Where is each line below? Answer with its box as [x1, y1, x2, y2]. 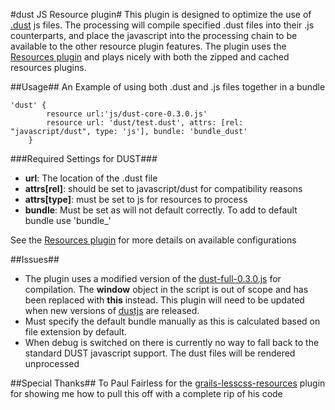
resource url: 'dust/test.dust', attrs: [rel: [46, 118, 244, 128]
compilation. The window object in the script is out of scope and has [24, 284, 309, 295]
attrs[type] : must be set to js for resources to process [24, 194, 248, 205]
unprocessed [24, 358, 80, 369]
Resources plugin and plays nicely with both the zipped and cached [10, 51, 290, 63]
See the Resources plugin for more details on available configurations [10, 234, 297, 246]
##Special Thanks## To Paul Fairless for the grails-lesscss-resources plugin [10, 377, 326, 389]
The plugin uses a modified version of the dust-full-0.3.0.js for [24, 273, 282, 284]
